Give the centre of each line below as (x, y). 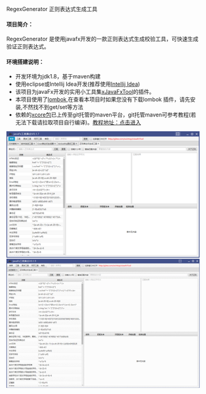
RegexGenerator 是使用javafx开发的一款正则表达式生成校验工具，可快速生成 (102, 39)
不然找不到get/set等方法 (53, 107)
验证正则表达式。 (28, 47)
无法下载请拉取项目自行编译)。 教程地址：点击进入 (78, 123)
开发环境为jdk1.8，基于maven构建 (58, 77)
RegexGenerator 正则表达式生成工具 (52, 9)
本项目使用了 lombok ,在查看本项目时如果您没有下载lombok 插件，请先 (103, 99)
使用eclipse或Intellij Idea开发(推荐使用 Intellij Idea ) (78, 84)
